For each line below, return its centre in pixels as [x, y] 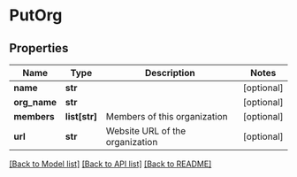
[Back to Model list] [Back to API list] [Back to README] [110, 164]
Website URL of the [146, 131]
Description [170, 73]
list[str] [81, 116]
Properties [39, 48]
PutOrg [36, 15]
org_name [35, 102]
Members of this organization [167, 116]
